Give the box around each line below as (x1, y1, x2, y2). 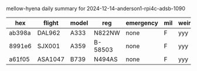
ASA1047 (37, 55, 65, 63)
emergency (125, 19, 158, 27)
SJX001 (37, 42, 60, 50)
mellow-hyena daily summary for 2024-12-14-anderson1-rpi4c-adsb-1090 (6, 5, 186, 12)
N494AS (93, 55, 118, 63)
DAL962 (37, 29, 60, 37)
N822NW (93, 29, 120, 37)
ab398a (9, 29, 31, 37)
